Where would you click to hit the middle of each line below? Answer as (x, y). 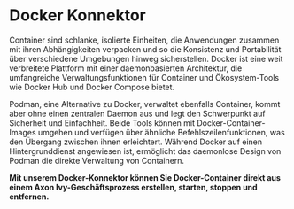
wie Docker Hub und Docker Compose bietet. (92, 87)
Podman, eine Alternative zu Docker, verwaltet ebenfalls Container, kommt (145, 104)
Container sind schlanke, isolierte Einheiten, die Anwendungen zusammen (144, 40)
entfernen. (29, 197)
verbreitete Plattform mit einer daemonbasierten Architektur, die (126, 68)
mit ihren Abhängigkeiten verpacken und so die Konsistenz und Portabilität (145, 49)
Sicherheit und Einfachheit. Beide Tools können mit (102, 123)
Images (23, 132)
